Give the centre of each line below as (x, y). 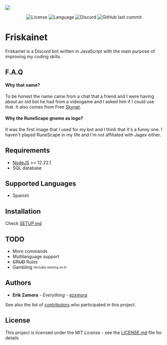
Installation (23, 211)
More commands (30, 251)
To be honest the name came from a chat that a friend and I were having (79, 96)
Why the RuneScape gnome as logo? (44, 118)
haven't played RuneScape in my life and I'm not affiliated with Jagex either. (83, 135)
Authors (18, 283)
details (12, 337)
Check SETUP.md (23, 223)
